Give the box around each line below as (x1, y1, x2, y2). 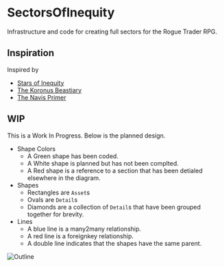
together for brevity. (27, 210, 84, 218)
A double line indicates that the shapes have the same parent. (27, 239, 202, 247)
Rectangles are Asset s (27, 188, 90, 196)
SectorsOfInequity (7, 5, 115, 21)
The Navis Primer (16, 93, 66, 101)
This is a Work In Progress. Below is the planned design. (7, 131, 166, 140)
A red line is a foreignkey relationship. (27, 231, 134, 240)
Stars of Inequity (16, 79, 64, 87)
